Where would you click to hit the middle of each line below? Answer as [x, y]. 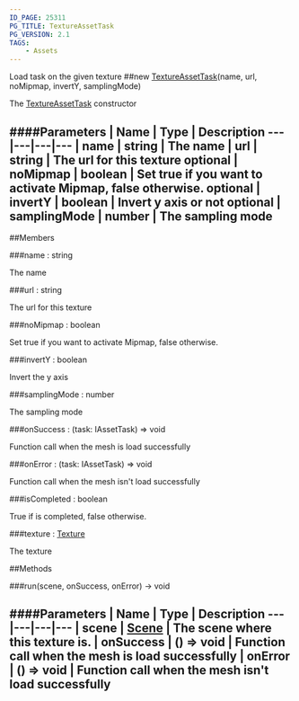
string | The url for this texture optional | [124, 160]
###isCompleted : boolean [58, 499]
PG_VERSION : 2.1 [40, 34]
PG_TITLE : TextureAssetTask [62, 26]
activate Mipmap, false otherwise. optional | [135, 188]
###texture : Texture [47, 533]
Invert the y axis [39, 377]
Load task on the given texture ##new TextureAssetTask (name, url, [133, 76]
